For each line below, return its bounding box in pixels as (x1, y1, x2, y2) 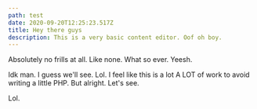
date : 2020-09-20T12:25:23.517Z (8, 19, 114, 27)
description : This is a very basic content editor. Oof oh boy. (8, 33, 223, 42)
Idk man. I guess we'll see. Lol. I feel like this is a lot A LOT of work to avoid (8, 70, 250, 79)
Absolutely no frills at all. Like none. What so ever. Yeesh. (8, 55, 193, 64)
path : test (8, 11, 44, 20)
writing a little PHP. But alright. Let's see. (8, 78, 139, 88)
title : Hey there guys (8, 26, 82, 34)
